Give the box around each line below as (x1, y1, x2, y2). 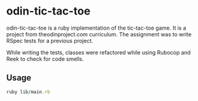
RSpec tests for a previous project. (6, 37, 93, 44)
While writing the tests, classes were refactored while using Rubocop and (6, 48, 191, 56)
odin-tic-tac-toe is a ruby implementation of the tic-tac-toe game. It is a (6, 24, 186, 31)
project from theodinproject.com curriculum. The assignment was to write (6, 30, 192, 37)
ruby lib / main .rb (6, 89, 51, 95)
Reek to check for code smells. (6, 55, 84, 62)
